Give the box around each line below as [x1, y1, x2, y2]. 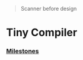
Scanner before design [20, 5, 77, 12]
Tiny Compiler [6, 26, 78, 39]
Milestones [6, 47, 39, 55]
